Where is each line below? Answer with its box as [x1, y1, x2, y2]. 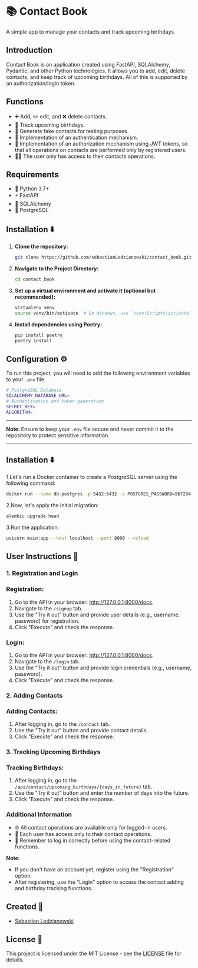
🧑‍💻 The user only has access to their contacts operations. [14, 153, 156, 160]
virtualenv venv [14, 305, 55, 310]
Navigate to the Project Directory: [14, 265, 99, 272]
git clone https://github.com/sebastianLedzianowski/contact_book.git [14, 255, 192, 260]
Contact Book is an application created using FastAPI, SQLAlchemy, [6, 61, 171, 68]
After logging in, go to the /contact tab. [14, 721, 110, 728]
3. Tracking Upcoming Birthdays [6, 748, 101, 756]
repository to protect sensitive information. [6, 431, 110, 439]
